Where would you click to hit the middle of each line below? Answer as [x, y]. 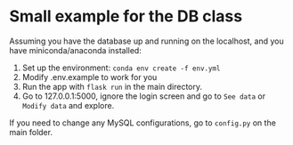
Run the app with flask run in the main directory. [112, 86]
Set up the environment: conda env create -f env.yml [121, 68]
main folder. [31, 132]
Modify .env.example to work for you [90, 77]
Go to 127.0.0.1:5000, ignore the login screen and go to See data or [143, 96]
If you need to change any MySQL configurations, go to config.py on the [142, 123]
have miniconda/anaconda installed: [76, 50]
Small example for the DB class [126, 16]
